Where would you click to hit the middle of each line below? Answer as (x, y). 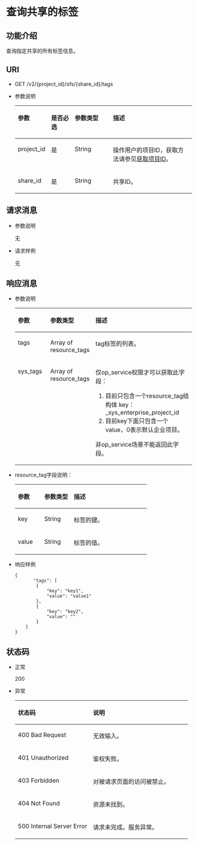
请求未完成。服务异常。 (125, 827)
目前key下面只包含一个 (137, 421)
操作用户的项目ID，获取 (145, 150)
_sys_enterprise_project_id (142, 413)
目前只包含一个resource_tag (144, 396)
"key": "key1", (65, 591)
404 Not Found (39, 803)
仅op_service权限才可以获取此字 (140, 373)
